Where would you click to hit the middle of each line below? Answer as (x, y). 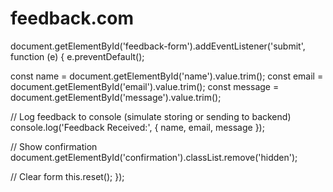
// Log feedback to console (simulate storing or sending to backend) (151, 116)
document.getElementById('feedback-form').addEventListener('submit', (158, 46)
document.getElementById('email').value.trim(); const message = (145, 86)
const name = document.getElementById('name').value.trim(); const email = (167, 76)
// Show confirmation (54, 146)
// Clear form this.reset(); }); (67, 176)
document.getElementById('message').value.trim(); (116, 97)
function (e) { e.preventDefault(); (77, 56)
